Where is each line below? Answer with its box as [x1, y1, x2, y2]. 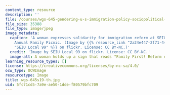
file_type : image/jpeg [5, 26, 53, 31]
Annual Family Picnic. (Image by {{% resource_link [14, 40, 125, 45]
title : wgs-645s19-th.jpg [5, 77, 60, 82]
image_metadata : [5, 31, 39, 36]
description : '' [5, 12, 39, 17]
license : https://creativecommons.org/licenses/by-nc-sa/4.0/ [5, 63, 139, 68]
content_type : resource [5, 7, 56, 13]
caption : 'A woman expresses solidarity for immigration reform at [10, 36, 155, 41]
